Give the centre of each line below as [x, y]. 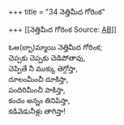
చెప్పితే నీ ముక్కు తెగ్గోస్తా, [43, 69]
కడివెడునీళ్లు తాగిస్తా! [37, 111]
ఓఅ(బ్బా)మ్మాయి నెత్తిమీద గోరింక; [56, 47]
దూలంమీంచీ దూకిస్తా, [38, 79]
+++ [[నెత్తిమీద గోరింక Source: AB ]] [63, 29]
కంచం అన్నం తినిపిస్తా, [39, 100]
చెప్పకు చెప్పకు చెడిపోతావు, [47, 58]
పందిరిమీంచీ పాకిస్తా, [37, 90]
